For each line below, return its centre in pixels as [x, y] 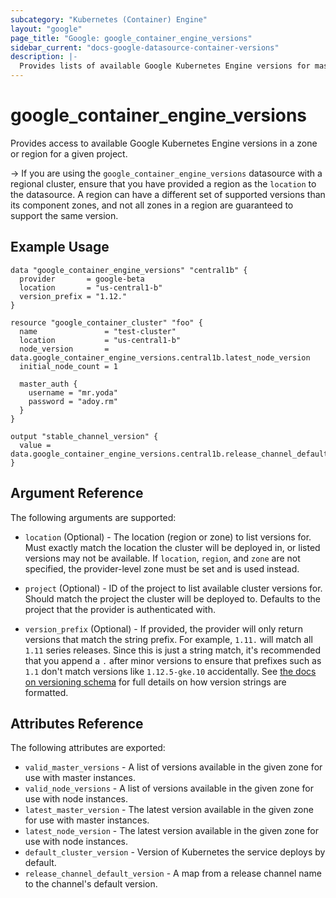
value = [35, 445]
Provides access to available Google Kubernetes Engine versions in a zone [164, 143]
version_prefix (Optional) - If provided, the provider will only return [164, 628]
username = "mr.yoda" [73, 392]
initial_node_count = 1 [68, 366]
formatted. [46, 692]
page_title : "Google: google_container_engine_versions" [131, 38]
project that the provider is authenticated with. [120, 609]
